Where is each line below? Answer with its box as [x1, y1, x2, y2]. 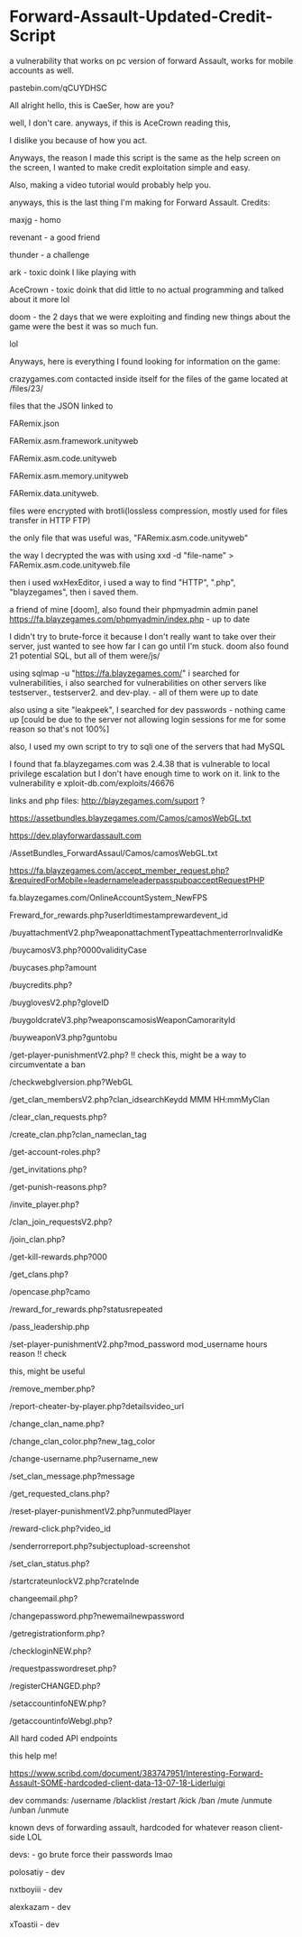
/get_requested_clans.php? [9, 1488, 110, 1499]
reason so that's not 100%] [9, 724, 110, 734]
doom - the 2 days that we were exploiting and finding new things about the [9, 311, 291, 322]
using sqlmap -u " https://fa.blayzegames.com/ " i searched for [9, 668, 241, 678]
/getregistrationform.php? [9, 1628, 105, 1638]
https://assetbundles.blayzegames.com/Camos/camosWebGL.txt [9, 812, 252, 823]
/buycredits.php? [9, 979, 73, 990]
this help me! [9, 1750, 58, 1761]
